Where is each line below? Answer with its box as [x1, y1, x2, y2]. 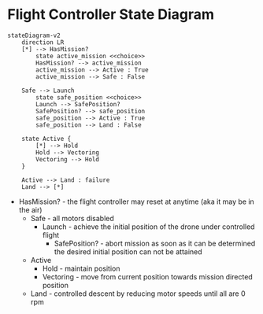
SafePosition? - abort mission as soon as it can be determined [54, 238, 256, 248]
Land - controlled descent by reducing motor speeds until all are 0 [30, 289, 246, 298]
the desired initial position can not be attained [54, 246, 202, 257]
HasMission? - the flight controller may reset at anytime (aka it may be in [18, 197, 255, 206]
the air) [18, 205, 43, 214]
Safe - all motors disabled [30, 213, 115, 223]
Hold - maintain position [42, 264, 120, 273]
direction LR [21, 38, 65, 46]
